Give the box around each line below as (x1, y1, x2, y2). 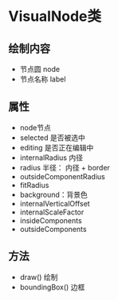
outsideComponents (19, 224, 87, 234)
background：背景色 (19, 190, 88, 199)
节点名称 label (19, 74, 66, 84)
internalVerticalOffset (19, 198, 90, 208)
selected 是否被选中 (19, 133, 86, 142)
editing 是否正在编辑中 (19, 142, 94, 152)
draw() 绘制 (19, 272, 58, 282)
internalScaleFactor (19, 207, 85, 217)
